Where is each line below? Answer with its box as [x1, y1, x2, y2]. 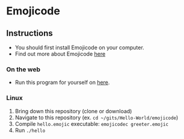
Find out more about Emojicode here [14, 50, 106, 58]
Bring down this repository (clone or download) [14, 107, 132, 114]
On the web [6, 65, 41, 73]
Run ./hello [14, 126, 46, 134]
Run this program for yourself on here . [14, 79, 110, 86]
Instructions [6, 28, 53, 38]
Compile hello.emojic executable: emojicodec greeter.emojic [14, 120, 169, 127]
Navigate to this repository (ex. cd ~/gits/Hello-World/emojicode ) [14, 114, 179, 121]
